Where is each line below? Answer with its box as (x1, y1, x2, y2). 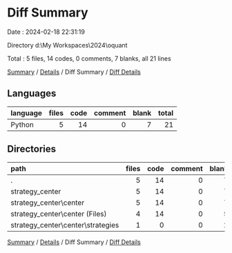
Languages (7, 88, 57, 99)
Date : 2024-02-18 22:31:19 (7, 28, 85, 36)
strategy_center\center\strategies (10, 220, 119, 230)
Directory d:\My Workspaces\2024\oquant (7, 41, 128, 49)
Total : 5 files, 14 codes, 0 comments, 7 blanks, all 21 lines (7, 54, 171, 63)
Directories (7, 143, 57, 155)
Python (10, 119, 35, 129)
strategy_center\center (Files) (10, 209, 107, 219)
